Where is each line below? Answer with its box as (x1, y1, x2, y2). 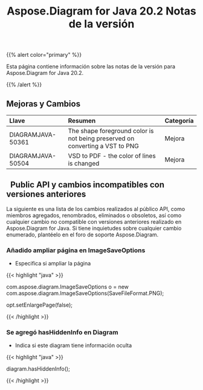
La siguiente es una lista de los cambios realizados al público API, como (6, 205, 185, 212)
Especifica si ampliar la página (14, 260, 91, 267)
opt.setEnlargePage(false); (6, 301, 73, 309)
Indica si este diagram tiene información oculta (14, 342, 132, 349)
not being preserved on (68, 134, 135, 143)
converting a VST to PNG (68, 142, 139, 150)
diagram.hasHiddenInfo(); (6, 365, 71, 372)
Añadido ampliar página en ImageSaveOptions (6, 246, 146, 255)
